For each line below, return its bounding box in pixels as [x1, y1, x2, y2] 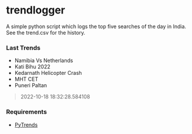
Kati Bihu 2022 [14, 63, 51, 70]
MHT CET [14, 75, 39, 83]
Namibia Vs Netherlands [14, 57, 73, 64]
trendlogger [6, 4, 66, 17]
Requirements [6, 108, 47, 116]
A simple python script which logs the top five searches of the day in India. [6, 23, 186, 30]
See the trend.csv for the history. [6, 29, 86, 36]
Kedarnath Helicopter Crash [14, 70, 82, 77]
